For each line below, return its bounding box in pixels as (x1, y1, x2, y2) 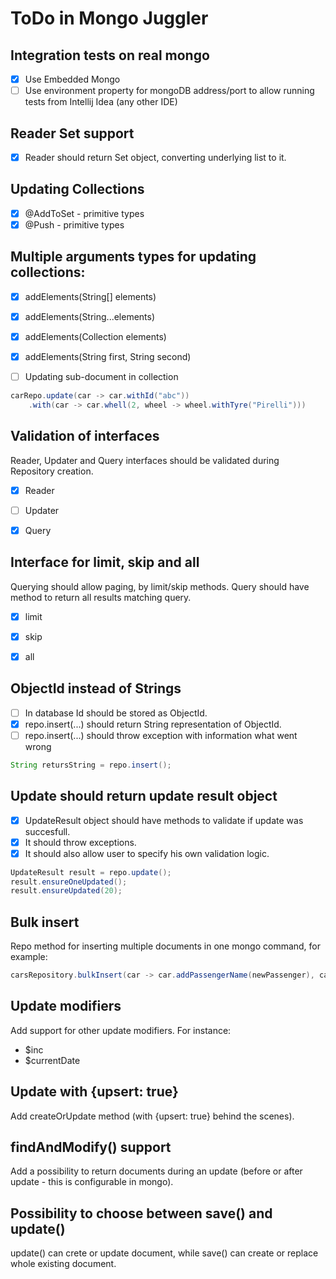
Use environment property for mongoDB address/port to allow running (24, 85, 315, 97)
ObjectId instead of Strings (10, 680, 182, 697)
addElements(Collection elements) (24, 330, 167, 342)
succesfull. (24, 825, 71, 837)
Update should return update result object (10, 788, 278, 805)
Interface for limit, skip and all (10, 554, 200, 571)
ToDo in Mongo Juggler (10, 7, 209, 30)
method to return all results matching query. (10, 591, 192, 603)
